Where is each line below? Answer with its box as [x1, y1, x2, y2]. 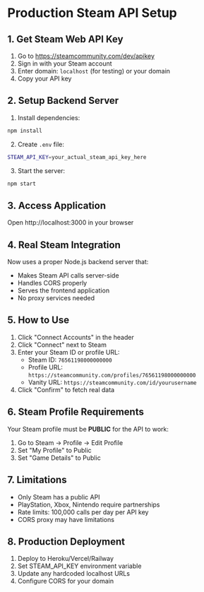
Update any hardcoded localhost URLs [17, 569, 131, 578]
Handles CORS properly [17, 279, 88, 288]
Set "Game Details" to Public [17, 454, 101, 462]
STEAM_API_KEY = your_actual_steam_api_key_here [7, 153, 147, 160]
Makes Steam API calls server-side [17, 271, 119, 280]
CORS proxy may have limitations [17, 515, 115, 523]
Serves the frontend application [17, 286, 110, 295]
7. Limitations [7, 474, 67, 486]
